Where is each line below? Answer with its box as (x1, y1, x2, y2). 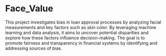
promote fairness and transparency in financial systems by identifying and (5, 40, 158, 46)
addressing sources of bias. (5, 45, 62, 51)
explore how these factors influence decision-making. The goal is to (5, 35, 145, 41)
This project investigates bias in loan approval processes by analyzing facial (5, 19, 162, 25)
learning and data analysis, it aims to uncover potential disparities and (5, 29, 149, 35)
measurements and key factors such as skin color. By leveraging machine (5, 24, 157, 30)
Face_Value (5, 3, 53, 14)
